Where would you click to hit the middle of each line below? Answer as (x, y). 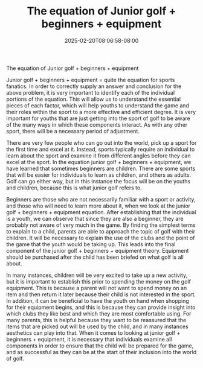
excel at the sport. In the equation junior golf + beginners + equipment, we (99, 162)
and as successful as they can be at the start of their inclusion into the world (101, 352)
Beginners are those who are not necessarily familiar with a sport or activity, (101, 199)
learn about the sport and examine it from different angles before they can (98, 156)
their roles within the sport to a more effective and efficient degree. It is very (101, 112)
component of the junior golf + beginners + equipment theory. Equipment (98, 250)
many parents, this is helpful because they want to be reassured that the (96, 320)
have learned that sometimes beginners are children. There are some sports (101, 168)
